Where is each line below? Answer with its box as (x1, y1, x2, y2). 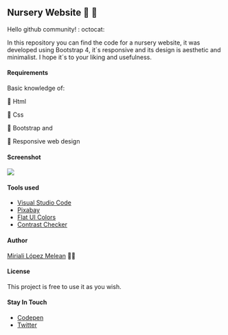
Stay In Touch (7, 298, 47, 306)
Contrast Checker (16, 220, 67, 229)
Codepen (16, 314, 44, 322)
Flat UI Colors (16, 213, 56, 222)
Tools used (7, 183, 40, 192)
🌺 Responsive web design (7, 137, 80, 146)
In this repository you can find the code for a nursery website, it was (7, 38, 201, 47)
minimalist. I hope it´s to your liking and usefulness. (7, 53, 152, 61)
